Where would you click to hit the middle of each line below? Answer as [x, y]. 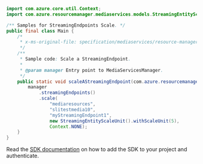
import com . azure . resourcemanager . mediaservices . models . [79, 14]
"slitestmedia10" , [72, 110]
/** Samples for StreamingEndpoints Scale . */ [66, 25]
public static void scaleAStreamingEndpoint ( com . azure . [89, 82]
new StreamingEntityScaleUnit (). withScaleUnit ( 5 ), [114, 121]
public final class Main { [40, 31]
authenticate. [23, 156]
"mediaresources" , [72, 104]
